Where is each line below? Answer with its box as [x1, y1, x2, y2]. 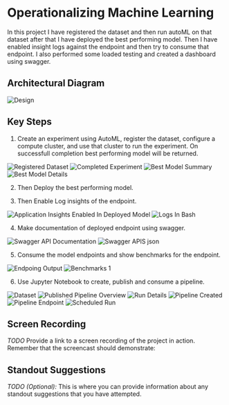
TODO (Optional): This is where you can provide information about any [7, 383, 209, 391]
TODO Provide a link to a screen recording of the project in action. [7, 336, 196, 345]
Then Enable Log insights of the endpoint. [17, 196, 137, 205]
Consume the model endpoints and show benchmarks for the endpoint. [17, 250, 221, 259]
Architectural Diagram [7, 78, 105, 89]
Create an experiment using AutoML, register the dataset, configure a [17, 134, 216, 143]
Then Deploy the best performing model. [17, 183, 134, 191]
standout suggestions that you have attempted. [7, 390, 142, 398]
